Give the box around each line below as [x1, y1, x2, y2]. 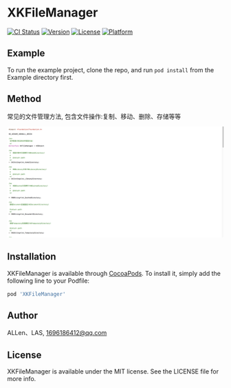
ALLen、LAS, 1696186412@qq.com [7, 329, 107, 337]
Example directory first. [7, 73, 74, 81]
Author [7, 310, 38, 321]
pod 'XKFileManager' [7, 290, 67, 297]
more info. [7, 375, 36, 383]
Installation [7, 251, 56, 263]
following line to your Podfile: [7, 277, 90, 285]
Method [7, 93, 42, 105]
